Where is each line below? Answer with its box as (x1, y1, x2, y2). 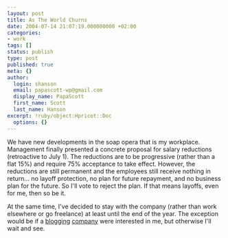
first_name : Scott (13, 100, 67, 107)
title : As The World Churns (7, 17, 88, 23)
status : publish (7, 49, 54, 56)
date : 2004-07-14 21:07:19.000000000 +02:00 (7, 23, 137, 30)
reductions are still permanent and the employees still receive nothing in (7, 166, 211, 175)
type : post (7, 55, 38, 62)
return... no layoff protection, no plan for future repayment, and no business (7, 174, 221, 182)
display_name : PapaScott (13, 94, 84, 100)
